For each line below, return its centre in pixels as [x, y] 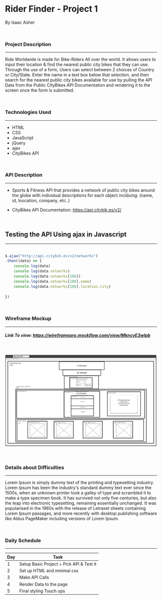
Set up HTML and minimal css [49, 571]
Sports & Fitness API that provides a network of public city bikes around [83, 190]
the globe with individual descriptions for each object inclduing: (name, [82, 195]
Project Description [28, 44]
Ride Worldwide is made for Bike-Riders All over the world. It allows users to [81, 60]
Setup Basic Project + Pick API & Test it [58, 564]
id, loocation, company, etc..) [41, 200]
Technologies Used [28, 112]
